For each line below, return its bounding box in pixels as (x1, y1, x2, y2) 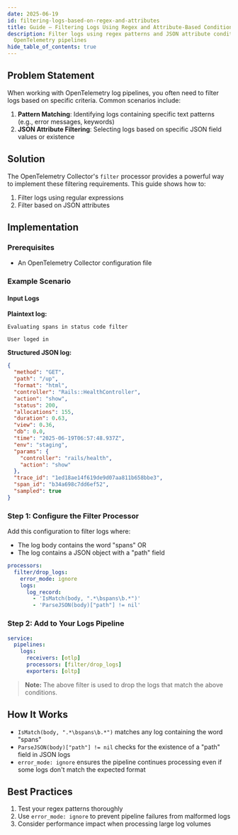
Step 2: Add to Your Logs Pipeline (7, 618, 125, 628)
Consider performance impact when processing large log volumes (17, 819, 211, 828)
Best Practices (7, 785, 73, 797)
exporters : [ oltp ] (25, 667, 81, 675)
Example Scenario (7, 276, 72, 286)
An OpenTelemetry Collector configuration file (17, 258, 152, 267)
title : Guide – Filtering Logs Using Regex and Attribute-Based (7, 23, 201, 31)
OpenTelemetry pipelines (13, 37, 87, 44)
